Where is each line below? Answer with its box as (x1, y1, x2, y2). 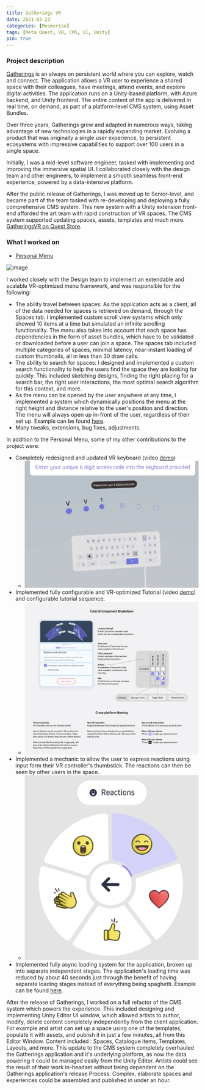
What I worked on (6, 238, 60, 247)
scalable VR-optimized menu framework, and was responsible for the (6, 282, 181, 290)
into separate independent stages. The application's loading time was (15, 967, 190, 975)
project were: (6, 442, 40, 449)
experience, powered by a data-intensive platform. (6, 178, 134, 186)
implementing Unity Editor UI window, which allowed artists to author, (6, 1011, 181, 1019)
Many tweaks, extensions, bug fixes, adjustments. (15, 423, 142, 431)
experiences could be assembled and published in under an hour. (6, 1076, 171, 1084)
